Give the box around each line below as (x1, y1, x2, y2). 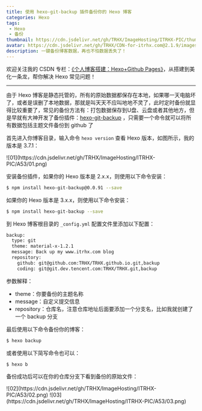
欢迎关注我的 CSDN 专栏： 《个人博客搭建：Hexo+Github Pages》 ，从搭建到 (6, 65, 190, 72)
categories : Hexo (6, 14, 50, 20)
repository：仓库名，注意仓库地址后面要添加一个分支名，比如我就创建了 (14, 305, 194, 312)
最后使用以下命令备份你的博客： (6, 325, 85, 333)
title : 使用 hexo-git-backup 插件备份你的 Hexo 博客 (6, 8, 132, 15)
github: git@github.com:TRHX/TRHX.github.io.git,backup (17, 260, 161, 266)
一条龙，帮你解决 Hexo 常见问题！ (11, 73, 96, 80)
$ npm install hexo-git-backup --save (6, 209, 103, 215)
